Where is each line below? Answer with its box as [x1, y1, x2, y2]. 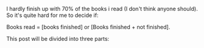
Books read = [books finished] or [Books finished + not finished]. [6, 24, 170, 30]
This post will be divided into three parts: [6, 35, 110, 42]
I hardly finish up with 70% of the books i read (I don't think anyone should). [6, 5, 198, 12]
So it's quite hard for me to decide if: [6, 12, 99, 19]
